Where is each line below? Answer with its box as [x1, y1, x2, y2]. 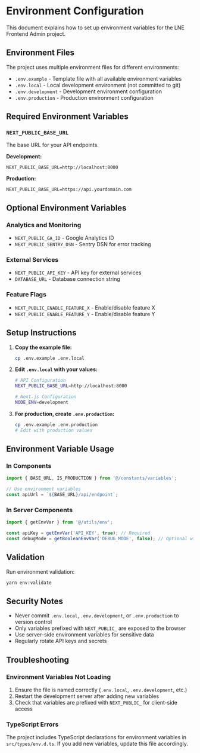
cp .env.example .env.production [14, 421, 98, 428]
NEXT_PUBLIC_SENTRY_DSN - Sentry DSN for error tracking [14, 241, 151, 248]
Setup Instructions [6, 327, 77, 338]
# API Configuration [14, 378, 66, 384]
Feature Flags [6, 290, 46, 299]
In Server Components [6, 506, 73, 514]
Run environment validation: [6, 568, 75, 575]
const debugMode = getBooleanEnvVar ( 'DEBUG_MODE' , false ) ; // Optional [6, 536, 187, 542]
